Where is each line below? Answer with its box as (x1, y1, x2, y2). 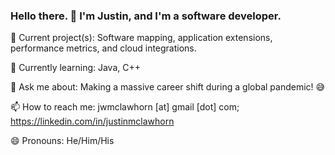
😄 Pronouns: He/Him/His (10, 135, 115, 147)
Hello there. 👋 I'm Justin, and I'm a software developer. (10, 9, 282, 23)
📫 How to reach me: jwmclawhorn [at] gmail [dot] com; (10, 101, 240, 113)
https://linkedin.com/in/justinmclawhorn (10, 115, 175, 128)
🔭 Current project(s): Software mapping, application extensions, (10, 32, 273, 44)
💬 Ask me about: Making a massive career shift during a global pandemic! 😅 (10, 81, 326, 93)
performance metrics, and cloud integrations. (10, 42, 197, 54)
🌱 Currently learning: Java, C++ (10, 62, 141, 74)
